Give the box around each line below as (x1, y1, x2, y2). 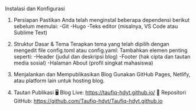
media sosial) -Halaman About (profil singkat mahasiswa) (13, 59, 154, 66)
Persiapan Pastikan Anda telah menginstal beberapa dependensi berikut (13, 17, 190, 23)
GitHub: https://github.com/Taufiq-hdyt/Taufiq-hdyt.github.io (13, 98, 163, 104)
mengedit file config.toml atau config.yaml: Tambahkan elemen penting (13, 47, 188, 54)
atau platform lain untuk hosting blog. (13, 77, 105, 84)
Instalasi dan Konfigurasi (5, 5, 65, 12)
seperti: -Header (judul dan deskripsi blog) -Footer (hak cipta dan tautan (13, 53, 191, 60)
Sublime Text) (13, 29, 48, 36)
